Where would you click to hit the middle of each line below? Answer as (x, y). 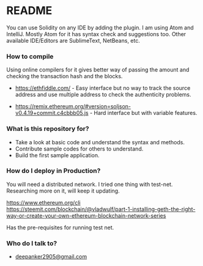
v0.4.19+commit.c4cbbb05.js (52, 113)
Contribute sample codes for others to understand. (79, 149)
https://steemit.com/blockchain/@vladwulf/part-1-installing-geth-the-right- (101, 209)
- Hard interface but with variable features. (143, 113)
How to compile (30, 56)
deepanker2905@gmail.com (51, 257)
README (29, 11)
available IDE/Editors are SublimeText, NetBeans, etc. (73, 40)
